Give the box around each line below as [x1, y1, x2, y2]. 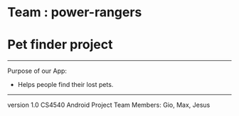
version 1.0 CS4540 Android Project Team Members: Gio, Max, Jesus [7, 100, 211, 110]
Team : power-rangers [7, 4, 142, 21]
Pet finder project [7, 37, 113, 53]
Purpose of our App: [7, 66, 68, 75]
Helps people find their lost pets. [17, 81, 114, 89]
